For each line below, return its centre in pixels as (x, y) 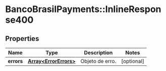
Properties (22, 39)
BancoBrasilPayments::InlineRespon (83, 9)
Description (98, 53)
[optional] (133, 61)
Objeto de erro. (98, 61)
